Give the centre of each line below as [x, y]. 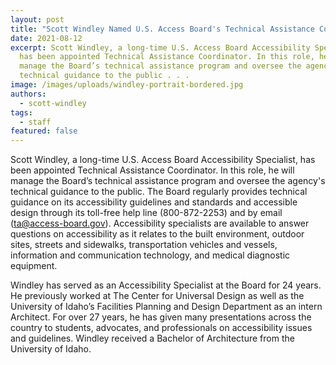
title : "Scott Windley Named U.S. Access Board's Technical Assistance [162, 29]
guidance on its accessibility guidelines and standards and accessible [154, 202]
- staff [35, 122]
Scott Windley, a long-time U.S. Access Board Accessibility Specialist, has [163, 160]
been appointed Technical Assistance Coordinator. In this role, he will [152, 170]
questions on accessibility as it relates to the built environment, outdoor [157, 234]
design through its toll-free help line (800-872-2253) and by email [146, 213]
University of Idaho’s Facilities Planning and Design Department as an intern [166, 307]
